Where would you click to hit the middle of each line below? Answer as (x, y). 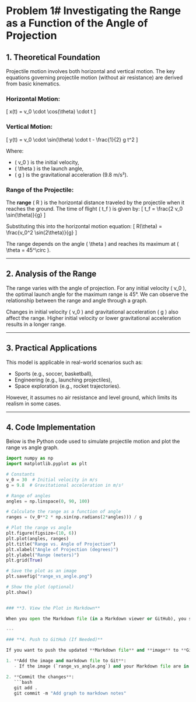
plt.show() (19, 592)
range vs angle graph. (33, 448)
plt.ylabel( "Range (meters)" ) (43, 555)
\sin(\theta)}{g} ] (26, 215)
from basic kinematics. (34, 84)
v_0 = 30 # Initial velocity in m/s (52, 480)
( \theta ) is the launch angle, (49, 168)
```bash (23, 682)
